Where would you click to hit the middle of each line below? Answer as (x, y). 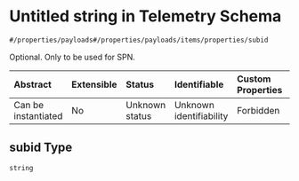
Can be (29, 105)
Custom (254, 79)
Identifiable (199, 84)
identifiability (201, 115)
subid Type (41, 148)
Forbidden (259, 110)
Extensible (94, 84)
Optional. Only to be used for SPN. (73, 57)
